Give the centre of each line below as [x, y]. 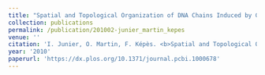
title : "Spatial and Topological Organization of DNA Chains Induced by [130, 15]
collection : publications [50, 23]
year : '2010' [30, 52]
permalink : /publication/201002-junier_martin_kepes [97, 30]
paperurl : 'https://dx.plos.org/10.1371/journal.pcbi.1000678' [114, 59]
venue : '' [24, 37]
